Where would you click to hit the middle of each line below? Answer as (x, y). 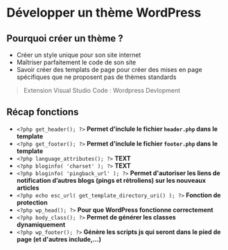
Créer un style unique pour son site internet (79, 55)
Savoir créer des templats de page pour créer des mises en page (109, 70)
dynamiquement (41, 224)
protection (32, 202)
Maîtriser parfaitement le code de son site (76, 62)
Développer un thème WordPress (104, 13)
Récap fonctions (43, 112)
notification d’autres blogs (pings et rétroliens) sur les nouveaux (111, 180)
